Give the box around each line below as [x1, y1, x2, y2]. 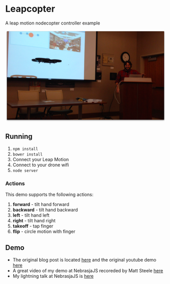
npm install [12, 146, 38, 152]
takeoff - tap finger [12, 223, 53, 229]
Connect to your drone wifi [12, 162, 69, 168]
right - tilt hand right [12, 218, 56, 224]
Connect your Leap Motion [12, 157, 69, 163]
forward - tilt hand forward [12, 201, 70, 208]
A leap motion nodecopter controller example [5, 20, 100, 26]
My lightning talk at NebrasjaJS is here [12, 273, 94, 279]
